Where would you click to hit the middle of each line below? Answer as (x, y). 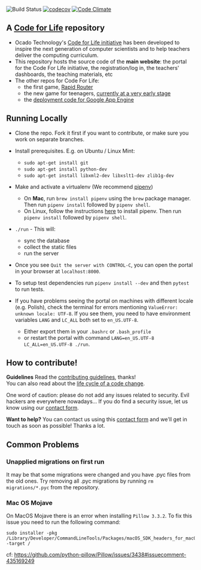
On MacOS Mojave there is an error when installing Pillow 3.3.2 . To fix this (99, 516)
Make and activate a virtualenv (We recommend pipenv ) (84, 187)
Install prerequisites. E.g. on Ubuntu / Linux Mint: (75, 151)
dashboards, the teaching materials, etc (64, 74)
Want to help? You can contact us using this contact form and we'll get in (97, 419)
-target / (19, 544)
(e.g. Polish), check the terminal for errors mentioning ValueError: (96, 307)
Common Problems (43, 445)
